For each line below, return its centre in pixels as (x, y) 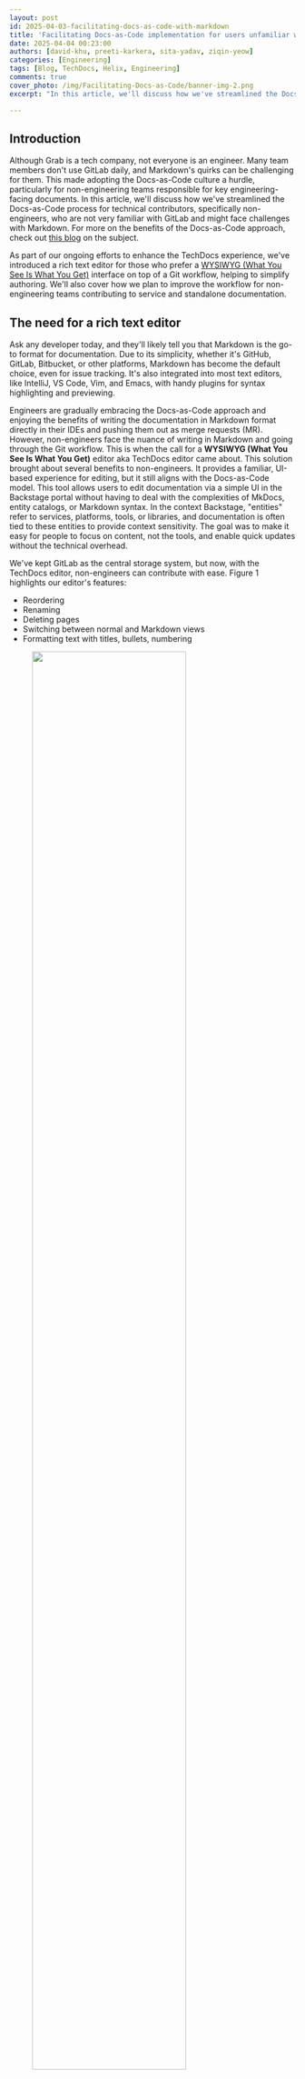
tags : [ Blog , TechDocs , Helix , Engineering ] (95, 69)
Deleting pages (51, 620)
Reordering (44, 600)
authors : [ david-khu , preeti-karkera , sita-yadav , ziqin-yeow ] (132, 52)
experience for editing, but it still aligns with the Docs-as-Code (152, 478)
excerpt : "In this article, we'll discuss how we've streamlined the (144, 94)
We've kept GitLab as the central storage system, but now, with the (135, 564)
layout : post (34, 18)
